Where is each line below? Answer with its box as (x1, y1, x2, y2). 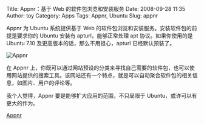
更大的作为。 (6, 100, 38, 107)
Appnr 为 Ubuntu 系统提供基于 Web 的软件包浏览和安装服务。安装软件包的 (6, 25, 192, 31)
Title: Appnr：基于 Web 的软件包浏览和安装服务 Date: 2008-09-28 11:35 (6, 5, 186, 12)
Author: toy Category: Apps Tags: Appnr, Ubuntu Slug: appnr (6, 12, 158, 19)
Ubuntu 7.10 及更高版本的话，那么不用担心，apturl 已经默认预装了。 (6, 40, 175, 46)
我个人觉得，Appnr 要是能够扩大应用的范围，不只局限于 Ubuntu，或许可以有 (6, 92, 197, 99)
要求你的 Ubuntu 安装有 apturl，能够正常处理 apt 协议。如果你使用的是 (16, 32, 193, 39)
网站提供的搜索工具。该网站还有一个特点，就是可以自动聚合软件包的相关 (11, 72, 192, 79)
